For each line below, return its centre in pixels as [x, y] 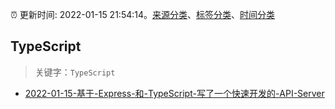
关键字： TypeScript [75, 72]
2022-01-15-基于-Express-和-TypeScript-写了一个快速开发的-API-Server [174, 93]
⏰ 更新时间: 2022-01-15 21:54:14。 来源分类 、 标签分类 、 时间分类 [143, 14]
